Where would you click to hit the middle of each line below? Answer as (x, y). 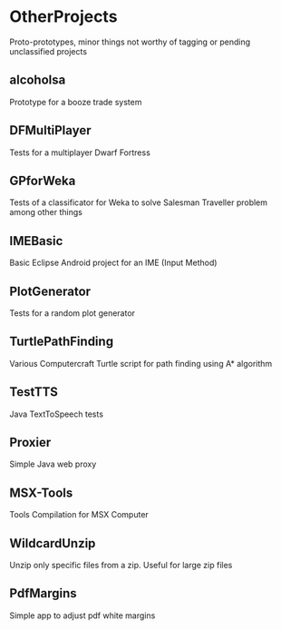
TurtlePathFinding (62, 342)
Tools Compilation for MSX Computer (79, 515)
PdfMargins (43, 593)
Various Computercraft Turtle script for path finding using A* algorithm (141, 363)
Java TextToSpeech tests (57, 414)
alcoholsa (38, 80)
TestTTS (34, 392)
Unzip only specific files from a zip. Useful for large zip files (121, 566)
